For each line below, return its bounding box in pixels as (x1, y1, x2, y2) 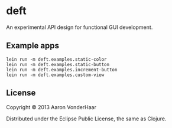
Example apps (6, 41, 60, 51)
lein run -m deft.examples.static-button (6, 61, 110, 67)
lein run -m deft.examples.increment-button (6, 67, 118, 73)
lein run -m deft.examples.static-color (6, 56, 108, 63)
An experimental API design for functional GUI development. (6, 24, 153, 31)
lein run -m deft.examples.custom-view (6, 72, 105, 78)
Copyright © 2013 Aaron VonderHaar (6, 103, 96, 110)
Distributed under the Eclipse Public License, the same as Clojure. (6, 115, 167, 122)
